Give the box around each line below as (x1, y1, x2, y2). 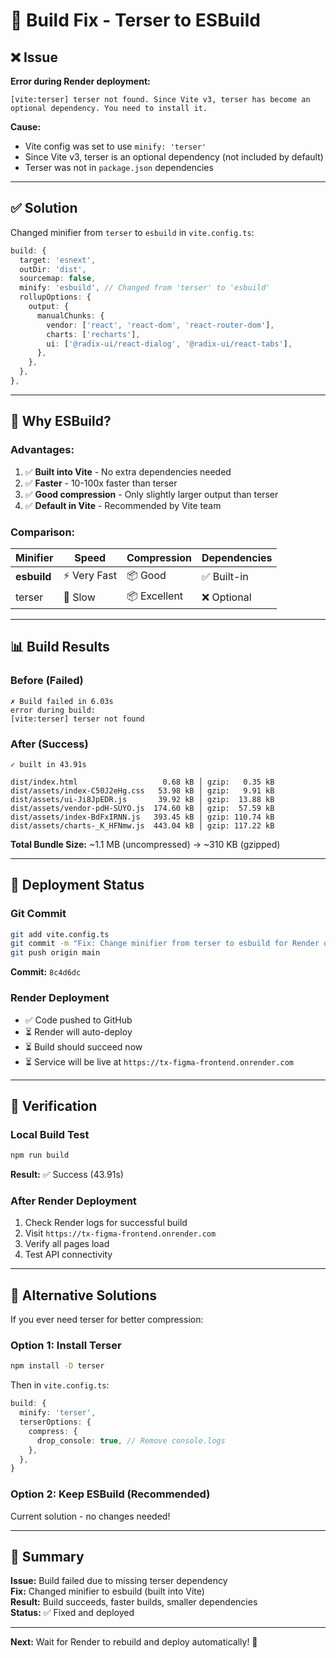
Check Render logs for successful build (24, 1217, 188, 1229)
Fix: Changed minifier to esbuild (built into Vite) (10, 1585, 205, 1598)
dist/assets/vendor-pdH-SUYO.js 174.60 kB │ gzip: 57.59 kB (10, 803, 275, 813)
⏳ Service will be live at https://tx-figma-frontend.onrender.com (24, 1055, 295, 1068)
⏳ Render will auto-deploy (24, 1025, 133, 1038)
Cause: (10, 121, 42, 133)
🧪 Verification (10, 1097, 98, 1114)
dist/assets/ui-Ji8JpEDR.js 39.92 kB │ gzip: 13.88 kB (10, 794, 275, 804)
